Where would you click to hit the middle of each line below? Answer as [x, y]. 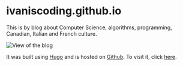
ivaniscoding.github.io [64, 11]
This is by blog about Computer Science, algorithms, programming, [89, 27]
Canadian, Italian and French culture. [52, 33]
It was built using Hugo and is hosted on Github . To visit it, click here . [91, 56]
